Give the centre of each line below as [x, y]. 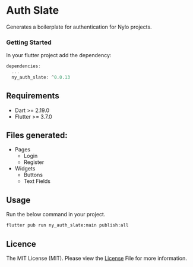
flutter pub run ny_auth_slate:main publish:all [67, 225]
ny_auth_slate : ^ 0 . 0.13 [41, 77]
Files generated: [37, 136]
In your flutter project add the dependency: [59, 55]
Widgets [25, 169]
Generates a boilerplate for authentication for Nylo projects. [79, 27]
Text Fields [37, 181]
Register [34, 162]
